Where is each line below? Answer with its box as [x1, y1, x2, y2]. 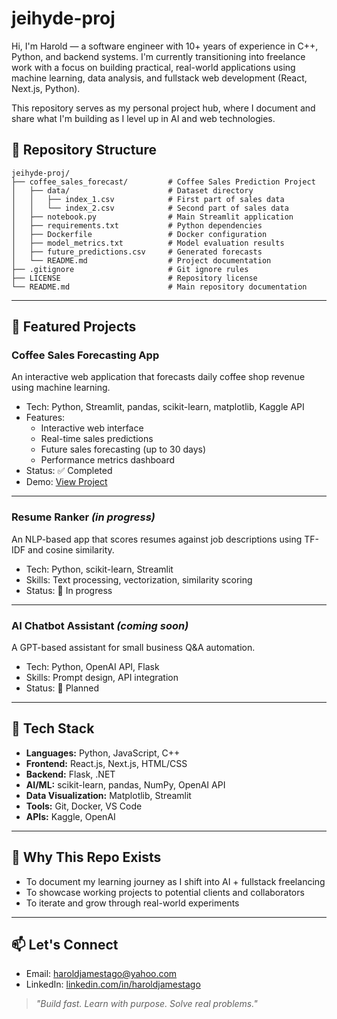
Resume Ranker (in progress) [11, 510, 156, 524]
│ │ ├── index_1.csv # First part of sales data [11, 194, 285, 204]
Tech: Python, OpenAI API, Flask [25, 661, 160, 673]
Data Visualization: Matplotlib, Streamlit [25, 789, 192, 801]
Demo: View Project [25, 476, 108, 488]
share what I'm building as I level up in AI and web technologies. [11, 112, 276, 124]
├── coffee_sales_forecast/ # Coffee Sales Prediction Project [11, 177, 316, 187]
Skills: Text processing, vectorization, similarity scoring [25, 573, 253, 586]
